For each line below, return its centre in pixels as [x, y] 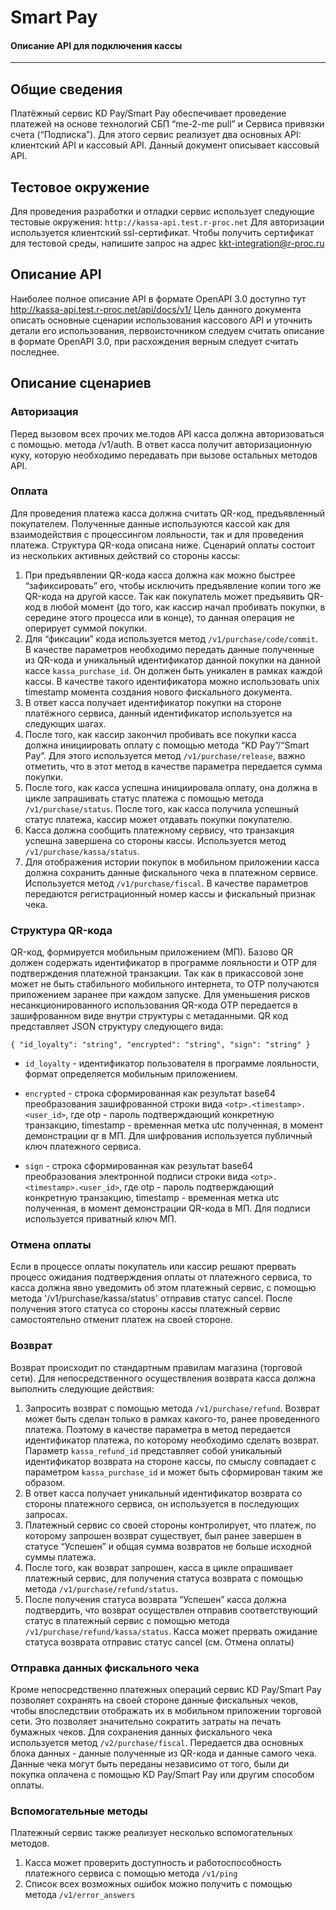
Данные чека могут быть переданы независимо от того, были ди [150, 1764]
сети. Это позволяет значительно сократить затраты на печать [146, 1721]
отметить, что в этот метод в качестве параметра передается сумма [173, 766]
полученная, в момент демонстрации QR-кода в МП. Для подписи [167, 1208]
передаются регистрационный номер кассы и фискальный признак [170, 893]
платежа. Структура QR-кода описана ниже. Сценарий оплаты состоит [163, 545]
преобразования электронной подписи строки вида [136, 1177]
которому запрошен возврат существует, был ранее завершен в [163, 1535]
